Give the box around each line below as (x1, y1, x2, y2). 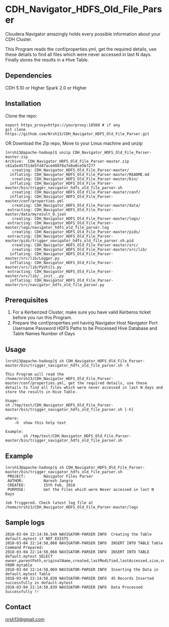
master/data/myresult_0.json (5, 212, 66, 217)
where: (5, 416, 19, 421)
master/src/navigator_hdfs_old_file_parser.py (5, 282, 105, 287)
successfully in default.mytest (5, 580, 73, 585)
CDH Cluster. (5, 36, 32, 42)
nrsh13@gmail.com (5, 616, 45, 622)
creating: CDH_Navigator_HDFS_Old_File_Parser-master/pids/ (12, 229, 141, 234)
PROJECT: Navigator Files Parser (7, 474, 94, 479)
